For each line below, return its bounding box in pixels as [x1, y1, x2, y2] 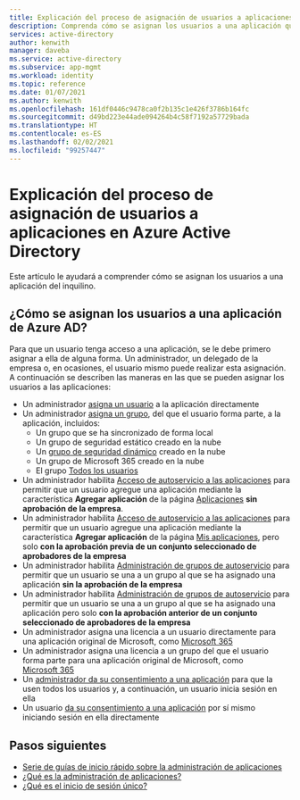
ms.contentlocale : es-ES [9, 129, 102, 138]
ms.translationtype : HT [9, 121, 98, 130]
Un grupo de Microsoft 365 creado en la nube [35, 456, 204, 467]
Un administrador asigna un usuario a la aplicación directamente [21, 399, 260, 410]
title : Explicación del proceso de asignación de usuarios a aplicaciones [9, 12, 294, 22]
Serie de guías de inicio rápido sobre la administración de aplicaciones [21, 762, 283, 772]
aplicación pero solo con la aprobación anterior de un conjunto [21, 608, 258, 619]
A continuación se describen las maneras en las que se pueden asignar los [9, 372, 285, 383]
